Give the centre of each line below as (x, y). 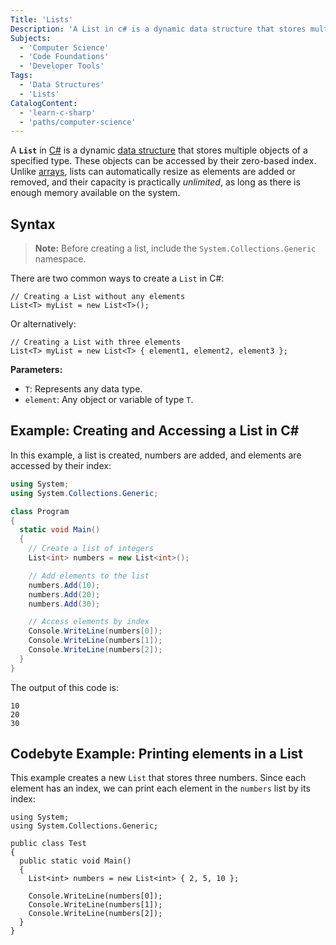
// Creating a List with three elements (96, 342)
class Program (40, 511)
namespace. (60, 259)
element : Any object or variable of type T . (109, 400)
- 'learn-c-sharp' (58, 112)
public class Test (48, 844)
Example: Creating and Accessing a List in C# (155, 431)
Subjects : (31, 38)
